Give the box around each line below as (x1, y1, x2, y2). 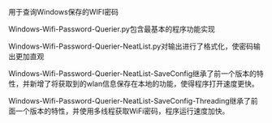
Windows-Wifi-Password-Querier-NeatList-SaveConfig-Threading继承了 (8, 96, 252, 105)
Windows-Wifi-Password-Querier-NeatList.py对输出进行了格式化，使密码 (8, 41, 254, 51)
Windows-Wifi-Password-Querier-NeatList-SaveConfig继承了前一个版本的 (8, 69, 257, 78)
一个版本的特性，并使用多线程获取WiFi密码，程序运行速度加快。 (15, 106, 230, 116)
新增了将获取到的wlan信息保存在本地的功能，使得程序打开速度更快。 (29, 79, 259, 88)
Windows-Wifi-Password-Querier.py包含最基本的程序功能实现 (8, 24, 215, 34)
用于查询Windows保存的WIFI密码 (8, 7, 119, 16)
